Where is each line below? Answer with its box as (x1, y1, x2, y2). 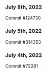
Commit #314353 (5, 39, 41, 45)
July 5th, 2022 (5, 28, 42, 35)
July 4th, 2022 (5, 51, 42, 58)
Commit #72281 (5, 63, 38, 69)
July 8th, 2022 (5, 4, 42, 11)
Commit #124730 (5, 15, 41, 21)
